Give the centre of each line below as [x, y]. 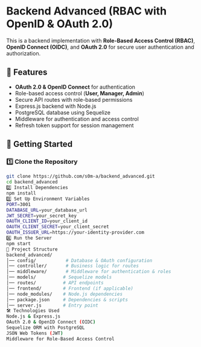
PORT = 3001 [19, 204]
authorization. [24, 53]
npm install [21, 193]
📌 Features [27, 73]
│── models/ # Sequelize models [59, 277]
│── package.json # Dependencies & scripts [67, 299]
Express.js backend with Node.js [56, 106]
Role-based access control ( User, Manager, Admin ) [80, 93]
